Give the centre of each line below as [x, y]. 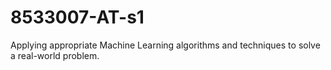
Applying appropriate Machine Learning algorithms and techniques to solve [165, 45]
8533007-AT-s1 [77, 17]
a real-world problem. [55, 55]
